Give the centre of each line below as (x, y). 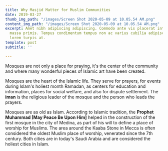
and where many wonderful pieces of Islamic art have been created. (75, 71)
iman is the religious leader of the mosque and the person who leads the (80, 97)
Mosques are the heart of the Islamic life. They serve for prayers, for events (83, 81)
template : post (21, 43)
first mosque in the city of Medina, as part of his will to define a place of (79, 122)
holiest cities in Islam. (27, 144)
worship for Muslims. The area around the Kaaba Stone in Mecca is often (80, 128)
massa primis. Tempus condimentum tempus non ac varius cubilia (78, 33)
